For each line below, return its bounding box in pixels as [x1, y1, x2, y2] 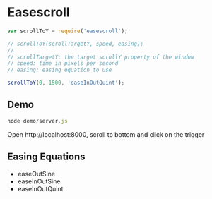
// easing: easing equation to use [7, 66, 112, 74]
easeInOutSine [17, 177, 61, 186]
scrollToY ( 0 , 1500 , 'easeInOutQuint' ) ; [7, 79, 125, 87]
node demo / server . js [7, 117, 69, 124]
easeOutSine [17, 169, 55, 178]
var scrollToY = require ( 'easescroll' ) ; [7, 28, 129, 35]
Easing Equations [7, 151, 86, 163]
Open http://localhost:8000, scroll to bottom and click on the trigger [7, 130, 205, 138]
